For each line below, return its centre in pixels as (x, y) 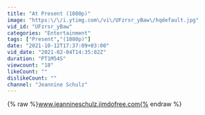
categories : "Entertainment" (49, 33)
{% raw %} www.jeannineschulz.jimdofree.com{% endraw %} (95, 104)
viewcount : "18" (30, 65)
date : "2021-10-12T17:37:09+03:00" (58, 46)
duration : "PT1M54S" (37, 59)
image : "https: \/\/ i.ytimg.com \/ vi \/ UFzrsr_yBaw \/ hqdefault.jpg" (103, 20)
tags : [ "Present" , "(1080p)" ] (49, 39)
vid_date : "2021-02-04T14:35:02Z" (57, 53)
